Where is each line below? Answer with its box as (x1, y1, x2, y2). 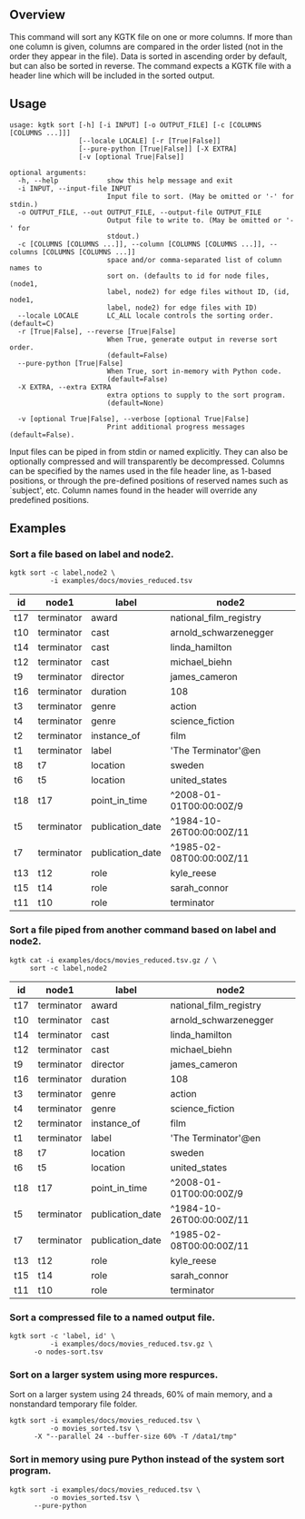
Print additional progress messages (106, 422, 246, 431)
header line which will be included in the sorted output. (9, 70, 215, 81)
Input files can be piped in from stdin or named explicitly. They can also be (9, 446, 289, 457)
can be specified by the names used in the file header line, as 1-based (9, 465, 272, 476)
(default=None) (106, 399, 165, 408)
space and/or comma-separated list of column (106, 255, 282, 264)
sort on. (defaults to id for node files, (106, 271, 271, 281)
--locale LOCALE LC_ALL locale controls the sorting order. (17, 311, 274, 321)
